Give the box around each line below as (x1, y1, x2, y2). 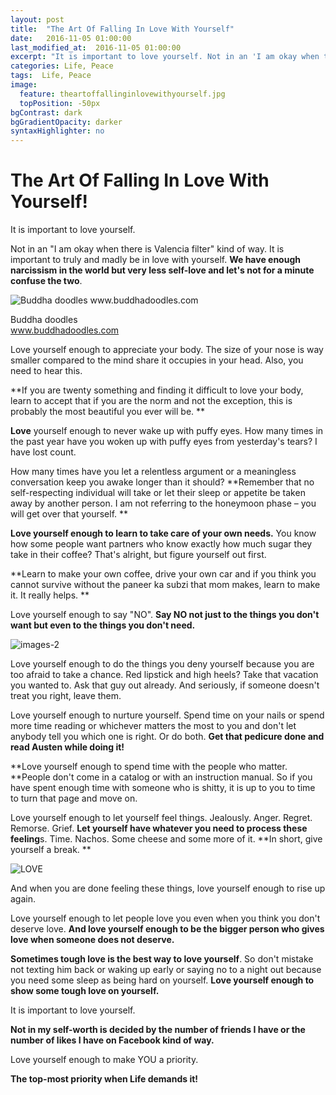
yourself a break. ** (10, 844, 92, 856)
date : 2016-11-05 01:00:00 (10, 33, 132, 43)
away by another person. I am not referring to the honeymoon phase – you (10, 497, 317, 510)
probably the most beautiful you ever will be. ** (10, 406, 206, 418)
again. (10, 893, 37, 905)
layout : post (10, 14, 65, 25)
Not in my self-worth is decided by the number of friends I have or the (10, 1024, 306, 1036)
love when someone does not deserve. (10, 934, 175, 946)
